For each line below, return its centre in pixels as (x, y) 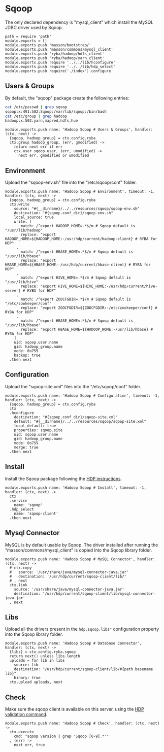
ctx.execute (22, 732)
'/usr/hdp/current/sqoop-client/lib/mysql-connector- (99, 594)
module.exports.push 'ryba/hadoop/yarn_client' (55, 58)
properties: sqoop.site (38, 430)
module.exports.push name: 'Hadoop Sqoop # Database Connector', (73, 644)
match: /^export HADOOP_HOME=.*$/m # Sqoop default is (78, 226)
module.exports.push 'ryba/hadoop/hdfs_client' (55, 54)
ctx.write (19, 205)
